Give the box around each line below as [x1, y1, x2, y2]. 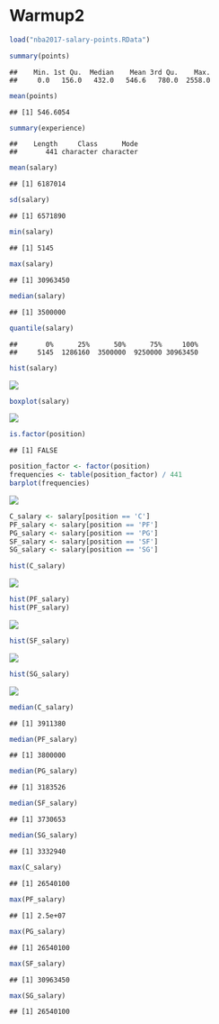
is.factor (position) [9, 430, 87, 439]
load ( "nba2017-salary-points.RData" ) [9, 35, 151, 44]
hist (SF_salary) [9, 636, 70, 645]
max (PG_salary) [9, 927, 66, 936]
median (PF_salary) [9, 735, 78, 744]
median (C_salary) [9, 702, 74, 712]
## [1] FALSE [9, 446, 58, 455]
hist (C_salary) [9, 562, 66, 571]
